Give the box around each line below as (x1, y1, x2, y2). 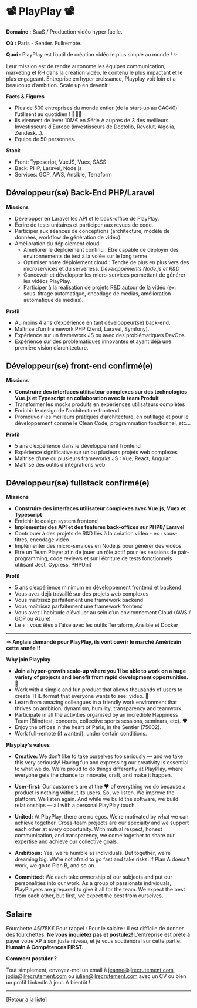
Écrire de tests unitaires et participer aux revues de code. (14, 221, 154, 228)
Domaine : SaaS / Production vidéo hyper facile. (6, 28, 123, 35)
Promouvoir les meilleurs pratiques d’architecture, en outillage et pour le (14, 413, 189, 420)
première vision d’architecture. (14, 344, 89, 351)
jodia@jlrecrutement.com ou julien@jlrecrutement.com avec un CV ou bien (6, 973, 186, 980)
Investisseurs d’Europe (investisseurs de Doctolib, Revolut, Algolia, (14, 123, 176, 130)
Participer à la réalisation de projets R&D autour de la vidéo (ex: (23, 284, 176, 291)
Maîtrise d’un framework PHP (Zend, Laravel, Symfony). (14, 325, 150, 332)
